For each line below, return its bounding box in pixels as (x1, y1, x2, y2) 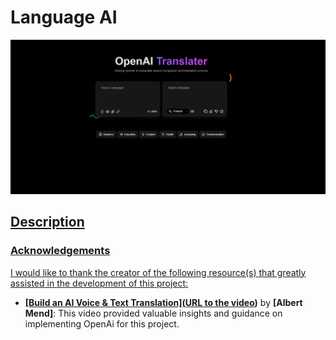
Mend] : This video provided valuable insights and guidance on (24, 307, 283, 319)
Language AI (10, 6, 118, 29)
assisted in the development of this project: (10, 277, 189, 289)
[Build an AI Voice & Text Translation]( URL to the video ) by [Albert (24, 296, 303, 308)
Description (10, 214, 85, 231)
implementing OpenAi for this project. (24, 317, 180, 330)
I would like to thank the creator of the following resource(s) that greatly (10, 266, 307, 278)
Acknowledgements (10, 244, 111, 258)
